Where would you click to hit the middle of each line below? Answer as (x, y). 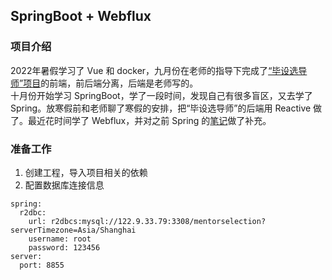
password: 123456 (64, 247)
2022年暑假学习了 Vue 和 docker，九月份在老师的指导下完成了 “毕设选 (154, 70)
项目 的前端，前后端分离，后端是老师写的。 (111, 83)
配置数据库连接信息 (64, 185)
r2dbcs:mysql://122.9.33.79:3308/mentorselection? (158, 221)
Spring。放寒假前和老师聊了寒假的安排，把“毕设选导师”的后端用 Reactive (161, 108)
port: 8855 (42, 265)
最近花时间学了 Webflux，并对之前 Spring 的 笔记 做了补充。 (149, 120)
